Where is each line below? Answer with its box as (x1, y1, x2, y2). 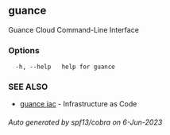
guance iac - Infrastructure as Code (19, 99, 137, 109)
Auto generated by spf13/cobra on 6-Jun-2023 (8, 118, 163, 127)
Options (8, 44, 40, 56)
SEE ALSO (8, 81, 48, 92)
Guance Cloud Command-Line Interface (8, 25, 139, 34)
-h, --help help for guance (15, 63, 115, 71)
